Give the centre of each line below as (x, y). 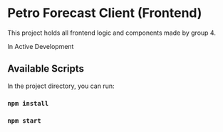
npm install (28, 103)
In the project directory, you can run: (61, 86)
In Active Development (41, 46)
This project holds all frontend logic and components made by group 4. (111, 33)
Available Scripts (46, 69)
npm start (24, 121)
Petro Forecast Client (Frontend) (105, 13)
